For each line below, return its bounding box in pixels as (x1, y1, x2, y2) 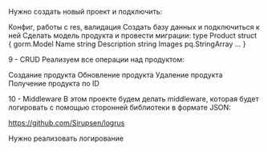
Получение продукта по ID (8, 79, 100, 88)
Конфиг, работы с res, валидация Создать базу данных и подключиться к (8, 22, 261, 31)
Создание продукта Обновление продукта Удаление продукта (8, 70, 223, 79)
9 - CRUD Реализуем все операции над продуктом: (8, 55, 185, 64)
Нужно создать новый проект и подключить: (8, 7, 163, 16)
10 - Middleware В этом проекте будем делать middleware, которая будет (8, 94, 259, 103)
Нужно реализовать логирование (8, 133, 124, 143)
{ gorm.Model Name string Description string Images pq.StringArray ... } (8, 39, 246, 49)
